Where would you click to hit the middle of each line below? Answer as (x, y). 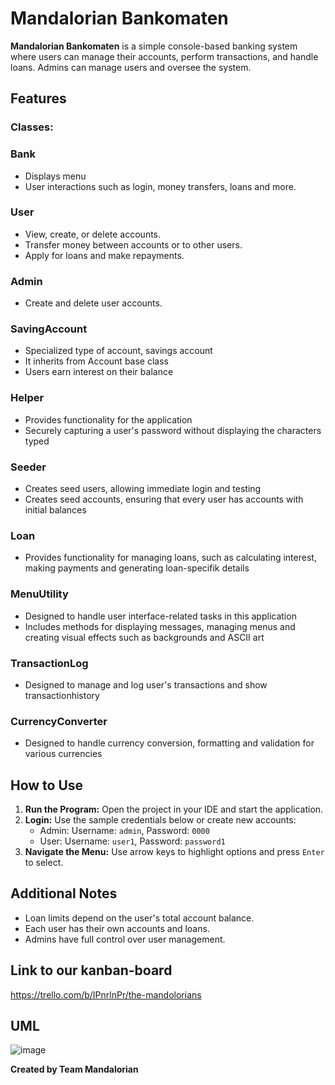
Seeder (28, 467)
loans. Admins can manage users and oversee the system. (131, 67)
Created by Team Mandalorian (74, 1069)
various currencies (63, 754)
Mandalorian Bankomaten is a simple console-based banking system (154, 46)
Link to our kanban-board (91, 970)
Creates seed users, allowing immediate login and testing (143, 489)
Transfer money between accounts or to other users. (133, 244)
